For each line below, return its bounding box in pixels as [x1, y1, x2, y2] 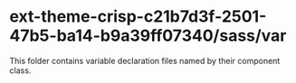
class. [9, 65, 32, 76]
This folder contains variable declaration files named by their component [9, 55, 281, 66]
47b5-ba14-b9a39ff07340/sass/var [9, 25, 287, 46]
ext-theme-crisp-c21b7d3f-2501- [9, 6, 267, 27]
